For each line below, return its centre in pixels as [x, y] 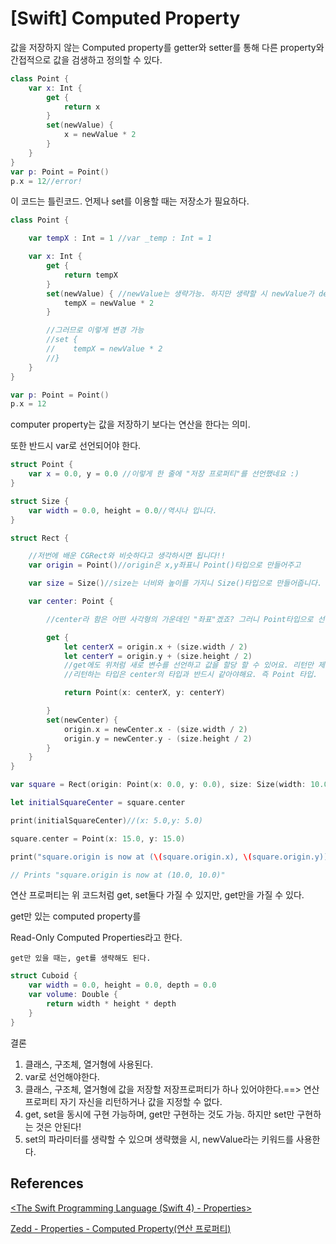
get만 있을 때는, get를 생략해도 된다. [81, 958]
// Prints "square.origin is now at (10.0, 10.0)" [118, 875]
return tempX [90, 275]
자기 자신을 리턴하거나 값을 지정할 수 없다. [141, 1101]
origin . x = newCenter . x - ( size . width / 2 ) [155, 729]
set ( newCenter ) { [82, 720]
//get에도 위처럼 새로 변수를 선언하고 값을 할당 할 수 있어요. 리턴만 [188, 665]
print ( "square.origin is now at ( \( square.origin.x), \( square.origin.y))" [171, 857]
